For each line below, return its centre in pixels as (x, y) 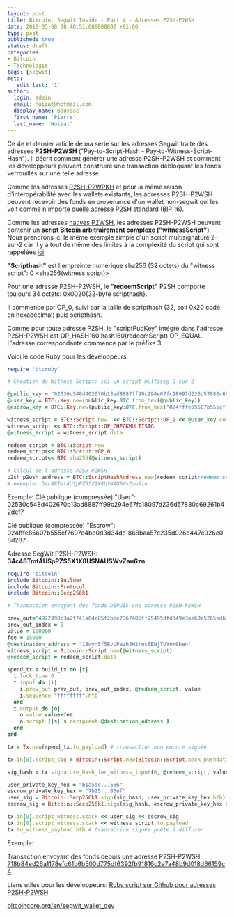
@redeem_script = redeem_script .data (62, 657)
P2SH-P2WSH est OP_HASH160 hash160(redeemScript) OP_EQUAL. (106, 336)
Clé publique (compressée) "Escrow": (61, 525)
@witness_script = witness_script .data (65, 432)
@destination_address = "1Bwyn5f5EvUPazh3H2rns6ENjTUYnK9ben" (99, 644)
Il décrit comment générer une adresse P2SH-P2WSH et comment (125, 158)
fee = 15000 (24, 638)
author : (18, 91)
